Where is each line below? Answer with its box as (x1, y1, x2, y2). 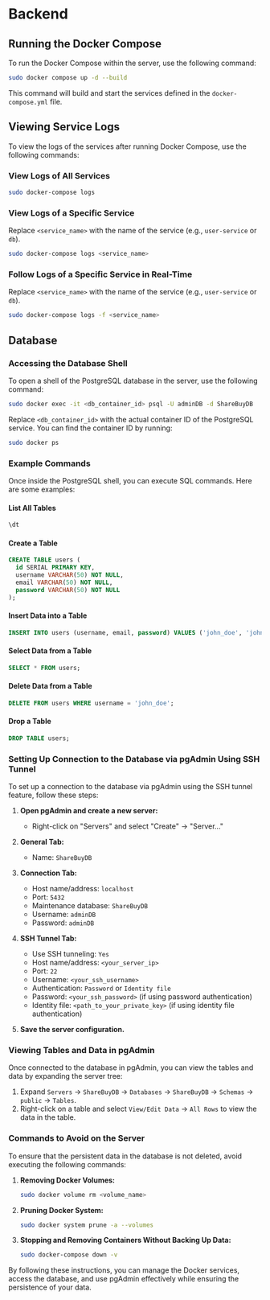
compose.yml (8, 98, 48, 106)
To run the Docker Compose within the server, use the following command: (8, 58, 257, 68)
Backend (8, 5, 68, 23)
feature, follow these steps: (8, 790, 99, 800)
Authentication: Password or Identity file (31, 983, 171, 994)
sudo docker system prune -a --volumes (19, 1220, 154, 1229)
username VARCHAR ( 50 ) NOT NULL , (15, 570, 125, 579)
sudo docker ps (8, 438, 59, 446)
